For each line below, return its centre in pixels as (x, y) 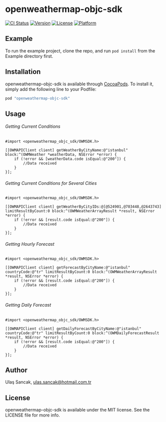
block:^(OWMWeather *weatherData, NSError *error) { (61, 155)
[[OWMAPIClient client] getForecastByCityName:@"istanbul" (68, 268)
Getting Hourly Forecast (30, 244)
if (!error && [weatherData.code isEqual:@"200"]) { (70, 159)
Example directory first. (29, 56)
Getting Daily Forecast (28, 305)
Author (16, 370)
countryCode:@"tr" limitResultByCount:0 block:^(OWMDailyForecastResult (82, 333)
